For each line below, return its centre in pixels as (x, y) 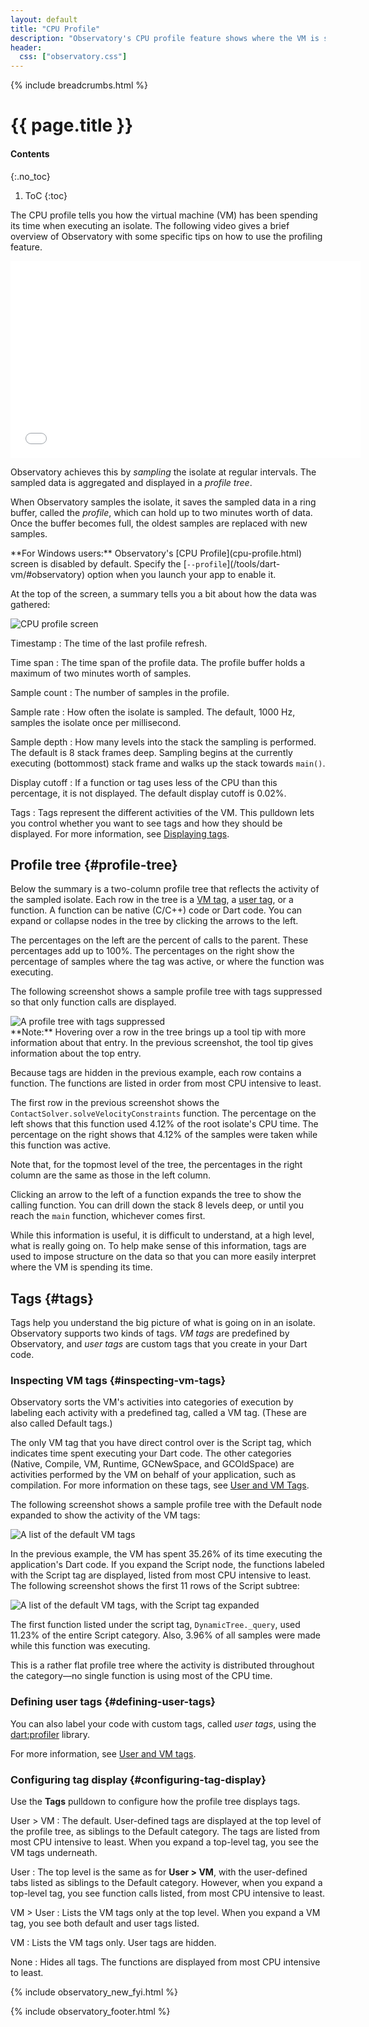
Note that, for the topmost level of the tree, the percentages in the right (156, 1165)
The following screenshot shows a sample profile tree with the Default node (166, 1505)
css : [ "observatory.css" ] (73, 57)
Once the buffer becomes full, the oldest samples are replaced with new (159, 523)
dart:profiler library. (50, 1734)
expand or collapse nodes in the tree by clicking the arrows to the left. (154, 921)
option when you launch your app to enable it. (181, 574)
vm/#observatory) (48, 574)
